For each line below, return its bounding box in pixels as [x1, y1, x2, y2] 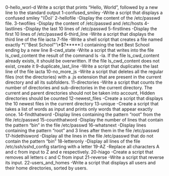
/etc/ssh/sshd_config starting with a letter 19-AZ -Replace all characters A [5, 144, 159, 149]
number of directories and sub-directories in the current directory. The [5, 85, 153, 90]
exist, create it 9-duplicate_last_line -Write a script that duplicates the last [5, 63, 158, 69]
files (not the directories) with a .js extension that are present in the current [5, 74, 162, 80]
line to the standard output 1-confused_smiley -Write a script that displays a [5, 10, 163, 16]
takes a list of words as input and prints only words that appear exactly [5, 106, 153, 112]
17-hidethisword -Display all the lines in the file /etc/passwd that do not [5, 133, 153, 139]
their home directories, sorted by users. [5, 165, 88, 171]
